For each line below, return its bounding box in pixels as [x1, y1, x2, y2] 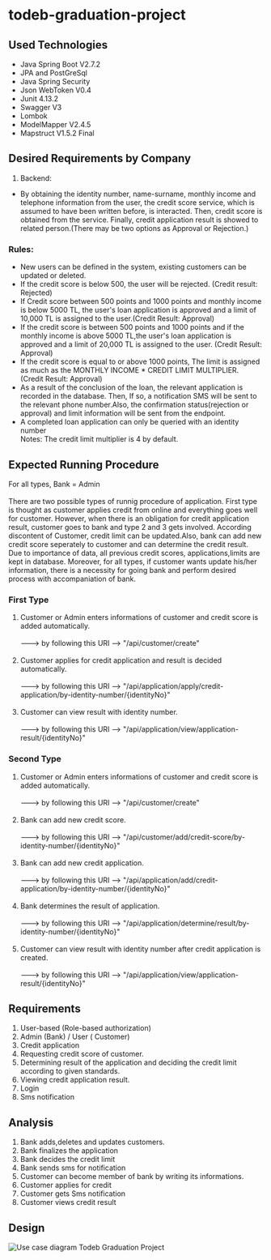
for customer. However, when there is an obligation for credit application [8, 513, 249, 523]
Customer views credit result [19, 1198, 116, 1207]
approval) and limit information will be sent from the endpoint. [19, 408, 227, 418]
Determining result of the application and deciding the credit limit [19, 1057, 237, 1067]
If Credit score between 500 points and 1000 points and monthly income [19, 297, 262, 306]
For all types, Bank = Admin [8, 479, 100, 489]
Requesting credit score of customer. [19, 1049, 144, 1059]
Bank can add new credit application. [19, 857, 144, 868]
